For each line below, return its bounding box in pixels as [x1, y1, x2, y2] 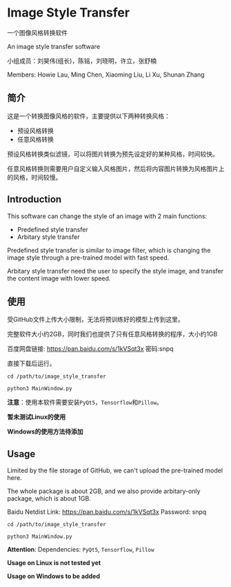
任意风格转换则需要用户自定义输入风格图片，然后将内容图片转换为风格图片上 [7, 164, 225, 173]
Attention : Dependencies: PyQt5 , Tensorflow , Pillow [7, 546, 154, 554]
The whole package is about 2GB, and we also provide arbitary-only [7, 487, 201, 495]
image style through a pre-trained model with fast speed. [7, 253, 170, 262]
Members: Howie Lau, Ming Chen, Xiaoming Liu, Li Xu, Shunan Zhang [7, 70, 205, 79]
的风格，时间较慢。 [7, 173, 62, 181]
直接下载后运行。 [7, 359, 56, 367]
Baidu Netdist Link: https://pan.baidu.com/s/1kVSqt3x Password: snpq [7, 508, 207, 516]
